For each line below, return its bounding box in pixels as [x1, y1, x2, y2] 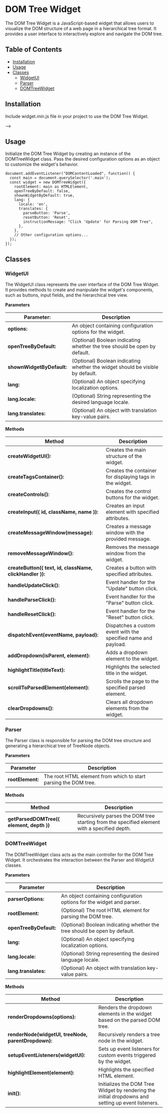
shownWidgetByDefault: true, [14, 193, 75, 198]
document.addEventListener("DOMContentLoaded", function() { [5, 171, 135, 176]
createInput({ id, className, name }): [7, 508, 98, 515]
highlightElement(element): [7, 1069, 74, 1076]
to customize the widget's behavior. [5, 162, 79, 168]
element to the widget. [105, 655, 158, 662]
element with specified [105, 508, 159, 515]
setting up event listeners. [98, 1099, 159, 1106]
